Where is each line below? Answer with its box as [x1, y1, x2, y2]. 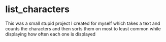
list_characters [5, 4, 70, 15]
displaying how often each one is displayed [5, 31, 95, 37]
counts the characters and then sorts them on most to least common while [5, 25, 161, 31]
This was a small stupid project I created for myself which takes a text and [5, 20, 160, 26]
